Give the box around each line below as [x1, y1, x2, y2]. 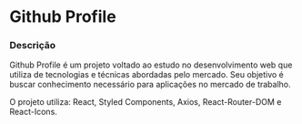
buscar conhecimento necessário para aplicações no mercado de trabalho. [9, 79, 291, 90]
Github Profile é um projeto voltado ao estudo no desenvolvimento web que [9, 59, 293, 70]
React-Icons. [9, 107, 57, 118]
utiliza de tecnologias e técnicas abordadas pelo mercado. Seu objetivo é [9, 69, 284, 80]
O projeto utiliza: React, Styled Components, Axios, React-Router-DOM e [9, 97, 282, 108]
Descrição [9, 39, 56, 52]
